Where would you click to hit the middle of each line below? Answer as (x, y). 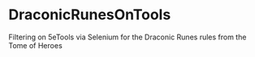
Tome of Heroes (35, 45)
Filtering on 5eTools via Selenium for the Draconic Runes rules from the (127, 37)
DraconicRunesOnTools (90, 15)
